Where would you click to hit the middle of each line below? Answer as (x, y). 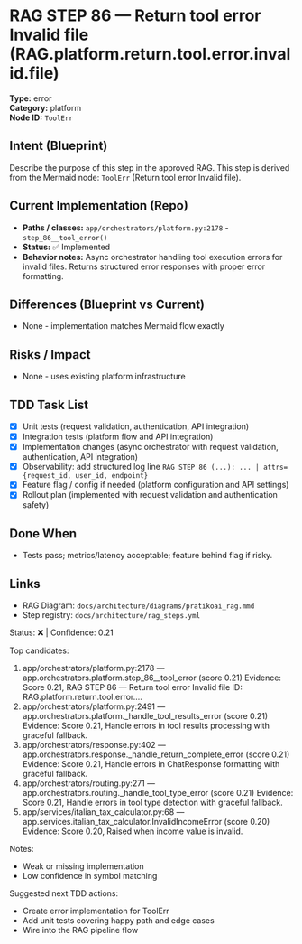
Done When (43, 533)
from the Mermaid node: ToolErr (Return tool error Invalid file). (125, 177)
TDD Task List (49, 404)
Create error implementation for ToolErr (96, 911)
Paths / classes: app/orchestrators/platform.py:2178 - (126, 228)
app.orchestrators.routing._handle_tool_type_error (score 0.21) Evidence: (158, 793)
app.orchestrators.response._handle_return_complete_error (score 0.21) (156, 754)
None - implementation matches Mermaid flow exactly (124, 326)
